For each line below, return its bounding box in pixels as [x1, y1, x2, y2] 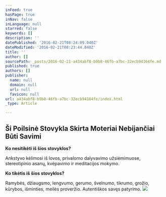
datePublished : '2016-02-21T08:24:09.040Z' [5, 40, 98, 45]
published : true [5, 63, 39, 69]
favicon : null [10, 92, 39, 97]
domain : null [10, 82, 37, 87]
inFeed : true [5, 7, 33, 13]
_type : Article [5, 101, 37, 106]
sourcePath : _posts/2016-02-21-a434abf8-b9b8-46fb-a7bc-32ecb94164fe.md [5, 59, 161, 64]
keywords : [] [5, 31, 33, 36]
